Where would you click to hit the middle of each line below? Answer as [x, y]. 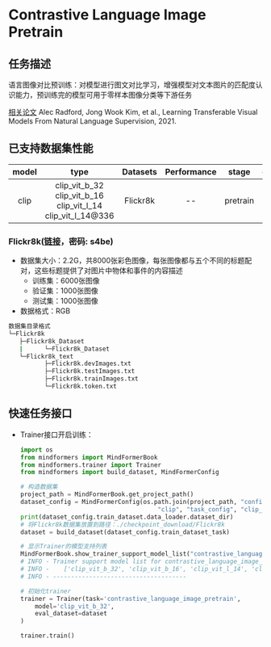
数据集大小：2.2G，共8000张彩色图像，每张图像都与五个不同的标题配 [136, 261]
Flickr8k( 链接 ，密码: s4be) [61, 242]
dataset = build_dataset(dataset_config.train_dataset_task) [125, 532]
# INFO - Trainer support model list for [90, 562]
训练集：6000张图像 [66, 281]
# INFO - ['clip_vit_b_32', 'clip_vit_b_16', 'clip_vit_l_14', [134, 569]
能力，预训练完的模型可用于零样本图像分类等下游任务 [103, 95]
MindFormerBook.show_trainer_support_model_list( [105, 554]
